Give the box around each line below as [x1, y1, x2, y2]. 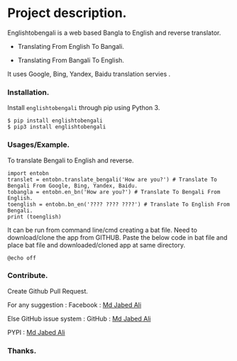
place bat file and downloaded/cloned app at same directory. [7, 240, 186, 249]
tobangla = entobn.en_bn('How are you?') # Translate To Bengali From [7, 188, 221, 196]
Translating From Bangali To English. [17, 55, 124, 65]
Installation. [7, 87, 50, 97]
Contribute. [7, 271, 48, 281]
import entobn [7, 170, 50, 177]
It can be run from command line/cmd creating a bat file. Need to [7, 226, 197, 234]
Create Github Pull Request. [7, 287, 89, 295]
